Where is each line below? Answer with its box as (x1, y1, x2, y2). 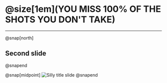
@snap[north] (5, 35, 34, 41)
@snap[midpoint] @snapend (5, 72, 98, 78)
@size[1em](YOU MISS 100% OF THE (5, 3, 162, 15)
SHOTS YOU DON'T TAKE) (5, 14, 116, 25)
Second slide (5, 49, 46, 58)
